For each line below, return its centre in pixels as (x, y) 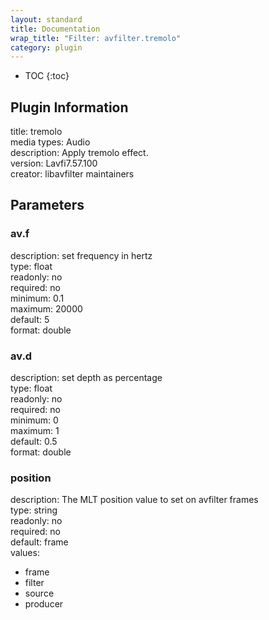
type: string (34, 510)
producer (44, 604)
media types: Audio (50, 142)
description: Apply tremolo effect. (79, 153)
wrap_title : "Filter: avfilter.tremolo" (96, 38)
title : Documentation (55, 29)
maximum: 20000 (46, 308)
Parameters (47, 205)
